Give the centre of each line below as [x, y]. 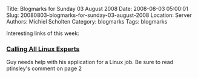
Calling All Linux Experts [43, 49]
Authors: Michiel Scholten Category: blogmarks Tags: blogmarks [87, 21]
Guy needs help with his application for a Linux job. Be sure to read [90, 62]
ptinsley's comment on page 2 [44, 68]
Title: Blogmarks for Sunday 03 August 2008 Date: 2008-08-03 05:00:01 [97, 9]
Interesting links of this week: [43, 33]
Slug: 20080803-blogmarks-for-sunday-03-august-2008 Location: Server [99, 15]
